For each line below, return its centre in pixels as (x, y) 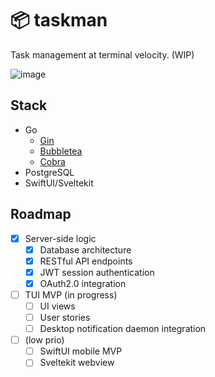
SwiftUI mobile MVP (81, 351)
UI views (57, 306)
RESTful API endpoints (86, 261)
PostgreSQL (49, 172)
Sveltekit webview (77, 363)
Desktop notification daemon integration (123, 329)
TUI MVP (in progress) (71, 294)
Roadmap (41, 214)
